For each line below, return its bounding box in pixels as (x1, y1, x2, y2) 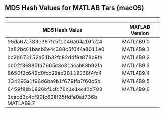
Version (130, 29, 149, 36)
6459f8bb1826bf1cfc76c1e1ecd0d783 (7, 86, 103, 92)
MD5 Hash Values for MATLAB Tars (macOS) (5, 4, 145, 12)
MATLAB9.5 (122, 78, 150, 85)
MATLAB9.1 (122, 46, 150, 53)
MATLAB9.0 (122, 38, 150, 45)
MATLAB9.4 (122, 69, 150, 76)
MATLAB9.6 (122, 86, 150, 92)
